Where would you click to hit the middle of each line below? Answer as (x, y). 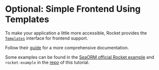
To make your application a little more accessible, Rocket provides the (76, 33)
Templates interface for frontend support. (47, 38)
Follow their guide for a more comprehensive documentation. (67, 47)
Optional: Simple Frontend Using (73, 9)
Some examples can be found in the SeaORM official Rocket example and (79, 57)
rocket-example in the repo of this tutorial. (47, 62)
